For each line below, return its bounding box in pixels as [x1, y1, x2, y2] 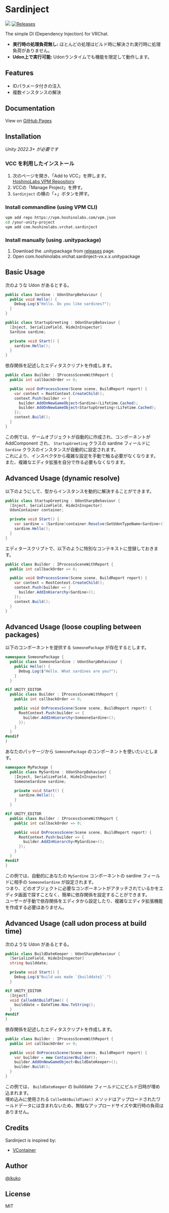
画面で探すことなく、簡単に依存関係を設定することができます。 [18, 891, 150, 897]
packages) [5, 630, 39, 639]
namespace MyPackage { [5, 765, 53, 770]
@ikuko [5, 1175, 21, 1181]
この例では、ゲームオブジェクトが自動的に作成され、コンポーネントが [5, 434, 151, 440]
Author [5, 1162, 28, 1171]
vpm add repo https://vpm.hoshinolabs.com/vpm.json [5, 215, 116, 220]
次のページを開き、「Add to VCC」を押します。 [12, 172, 109, 179]
